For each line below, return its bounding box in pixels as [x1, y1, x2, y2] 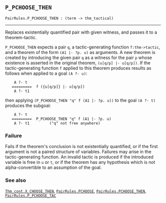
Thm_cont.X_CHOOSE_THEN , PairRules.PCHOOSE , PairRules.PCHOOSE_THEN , [5, 188, 147, 194]
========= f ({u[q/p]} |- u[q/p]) [11, 84, 85, 89]
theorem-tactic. [5, 34, 37, 40]
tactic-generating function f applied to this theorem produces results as [5, 65, 152, 71]
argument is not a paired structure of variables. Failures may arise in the [5, 149, 152, 155]
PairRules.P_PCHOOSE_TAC [5, 193, 56, 199]
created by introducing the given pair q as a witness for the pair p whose [5, 54, 152, 60]
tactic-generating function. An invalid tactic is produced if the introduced [5, 154, 154, 160]
